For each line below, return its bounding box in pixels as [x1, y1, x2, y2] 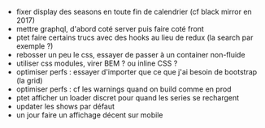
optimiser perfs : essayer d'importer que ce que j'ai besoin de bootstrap [15, 67, 258, 76]
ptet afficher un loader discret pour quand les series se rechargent [15, 93, 240, 102]
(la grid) [15, 76, 43, 85]
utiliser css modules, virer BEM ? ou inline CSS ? [15, 58, 178, 68]
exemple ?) [15, 41, 54, 51]
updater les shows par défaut [15, 101, 115, 111]
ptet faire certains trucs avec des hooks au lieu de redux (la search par [15, 32, 254, 42]
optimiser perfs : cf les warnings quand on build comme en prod [15, 84, 232, 94]
